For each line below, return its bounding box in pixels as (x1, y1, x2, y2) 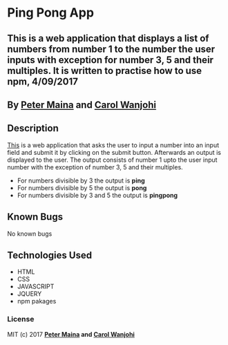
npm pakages (17, 297, 57, 306)
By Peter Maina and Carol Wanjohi (7, 99, 157, 111)
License (7, 315, 35, 324)
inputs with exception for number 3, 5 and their (7, 54, 214, 66)
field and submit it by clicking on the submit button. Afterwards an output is (7, 148, 221, 156)
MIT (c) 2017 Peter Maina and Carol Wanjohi (7, 330, 135, 338)
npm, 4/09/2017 (7, 75, 78, 87)
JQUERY (17, 290, 42, 298)
